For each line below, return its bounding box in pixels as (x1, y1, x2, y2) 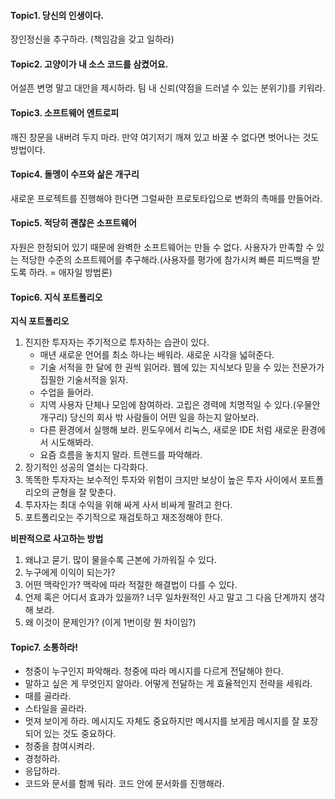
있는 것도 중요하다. (43, 728, 117, 740)
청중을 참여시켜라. (24, 740, 95, 752)
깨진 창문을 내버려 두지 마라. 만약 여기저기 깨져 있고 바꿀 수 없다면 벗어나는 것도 (10, 131, 320, 143)
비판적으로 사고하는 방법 (10, 533, 104, 545)
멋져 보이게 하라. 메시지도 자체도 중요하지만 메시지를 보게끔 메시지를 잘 (24, 715, 300, 727)
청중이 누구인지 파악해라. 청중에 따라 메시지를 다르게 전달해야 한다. (24, 665, 284, 677)
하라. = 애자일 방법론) (28, 266, 113, 279)
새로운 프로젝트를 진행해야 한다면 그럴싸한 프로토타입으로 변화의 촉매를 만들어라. (10, 192, 323, 204)
